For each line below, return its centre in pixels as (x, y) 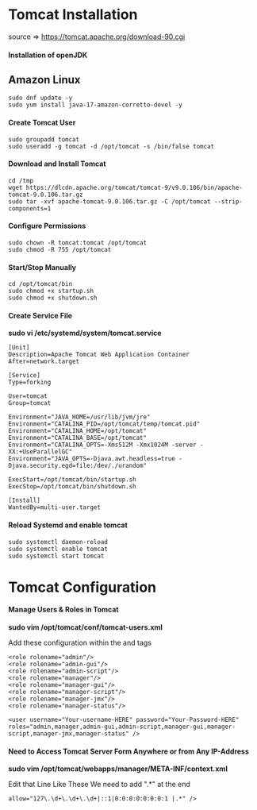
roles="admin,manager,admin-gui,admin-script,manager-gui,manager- (122, 727)
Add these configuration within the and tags (80, 642)
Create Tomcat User (42, 122)
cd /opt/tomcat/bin (40, 284)
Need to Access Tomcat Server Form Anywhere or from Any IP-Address (129, 751)
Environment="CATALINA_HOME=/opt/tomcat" (78, 431)
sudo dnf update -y (40, 98)
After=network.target (44, 362)
